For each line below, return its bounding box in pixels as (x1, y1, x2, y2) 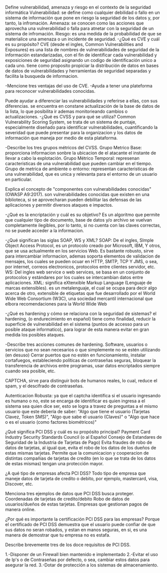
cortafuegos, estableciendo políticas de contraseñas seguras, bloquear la (5, 357, 157, 363)
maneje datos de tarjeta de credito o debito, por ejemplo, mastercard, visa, (5, 476, 158, 481)
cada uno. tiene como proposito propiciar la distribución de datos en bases (5, 62, 159, 68)
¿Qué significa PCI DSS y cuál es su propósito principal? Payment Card (5, 429, 151, 435)
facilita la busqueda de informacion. (5, 73, 79, 79)
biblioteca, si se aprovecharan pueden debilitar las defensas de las (5, 197, 142, 203)
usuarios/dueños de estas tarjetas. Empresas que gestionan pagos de (5, 501, 149, 507)
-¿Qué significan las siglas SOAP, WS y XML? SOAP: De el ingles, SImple (5, 237, 154, 243)
